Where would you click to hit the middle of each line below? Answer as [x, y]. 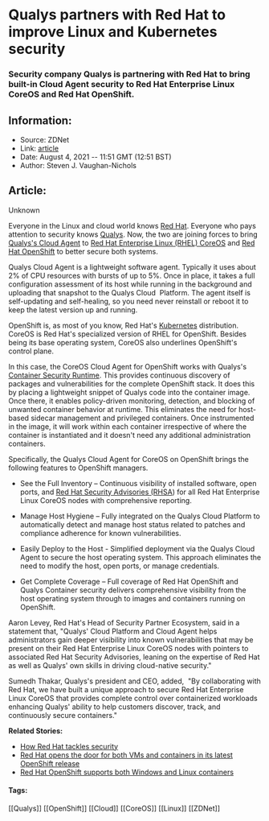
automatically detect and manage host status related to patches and [132, 524]
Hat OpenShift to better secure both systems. [83, 251]
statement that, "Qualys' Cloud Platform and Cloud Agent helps [113, 631]
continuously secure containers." [63, 715]
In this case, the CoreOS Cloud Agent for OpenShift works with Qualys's [128, 366]
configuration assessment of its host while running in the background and [130, 284]
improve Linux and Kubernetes [113, 32]
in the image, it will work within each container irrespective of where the [128, 426]
